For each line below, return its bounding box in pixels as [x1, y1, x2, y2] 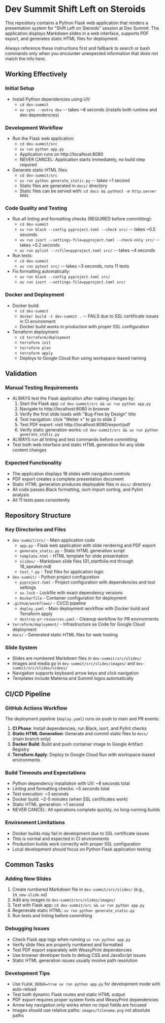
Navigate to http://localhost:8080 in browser [19, 406, 110, 412]
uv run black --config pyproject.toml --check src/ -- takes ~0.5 [19, 226, 156, 232]
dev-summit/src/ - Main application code [12, 537, 95, 543]
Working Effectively [5, 70, 67, 79]
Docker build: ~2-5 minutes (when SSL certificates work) [12, 796, 128, 802]
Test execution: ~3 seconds [12, 791, 69, 797]
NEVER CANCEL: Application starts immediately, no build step [19, 156, 145, 162]
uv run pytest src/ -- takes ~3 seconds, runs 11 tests [19, 263, 130, 269]
